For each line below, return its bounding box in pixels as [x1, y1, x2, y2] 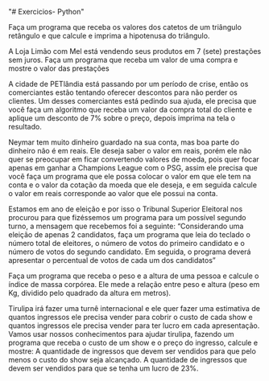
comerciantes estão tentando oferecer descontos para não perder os [8, 88, 238, 97]
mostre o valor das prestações [8, 63, 110, 73]
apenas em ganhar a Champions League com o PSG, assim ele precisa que [8, 163, 258, 172]
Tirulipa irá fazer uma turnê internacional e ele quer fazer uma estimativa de [8, 304, 260, 313]
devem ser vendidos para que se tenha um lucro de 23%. [8, 363, 199, 373]
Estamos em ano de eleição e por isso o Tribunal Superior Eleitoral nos [8, 204, 243, 214]
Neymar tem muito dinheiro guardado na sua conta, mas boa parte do [8, 137, 240, 147]
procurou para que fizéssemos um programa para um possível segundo [8, 213, 246, 222]
